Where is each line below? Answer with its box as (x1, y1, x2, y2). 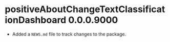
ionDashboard (5, 14, 67, 26)
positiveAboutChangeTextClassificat (5, 4, 165, 15)
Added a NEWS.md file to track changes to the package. (12, 31, 126, 37)
